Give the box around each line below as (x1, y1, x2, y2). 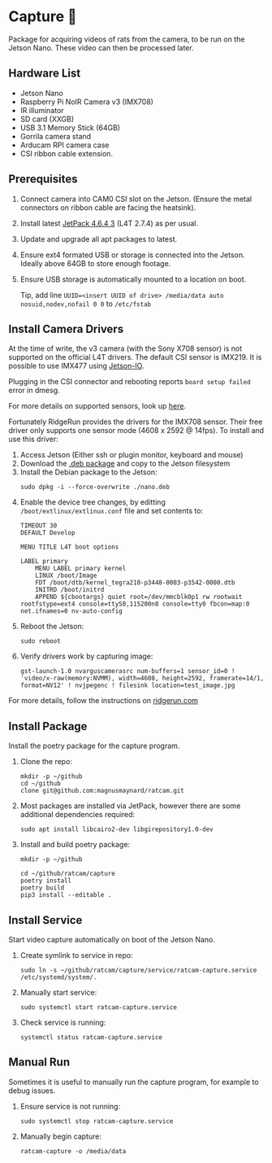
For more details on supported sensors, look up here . (8, 401, 187, 411)
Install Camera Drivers (8, 321, 124, 336)
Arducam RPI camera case (19, 140, 110, 150)
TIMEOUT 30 (19, 522, 58, 530)
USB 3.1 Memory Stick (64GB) (19, 122, 120, 133)
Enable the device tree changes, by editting (19, 497, 166, 507)
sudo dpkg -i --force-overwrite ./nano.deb (19, 483, 171, 492)
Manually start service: (19, 988, 97, 997)
